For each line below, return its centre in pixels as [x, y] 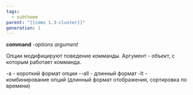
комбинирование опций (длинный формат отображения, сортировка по [96, 80]
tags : [13, 11]
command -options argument [42, 45]
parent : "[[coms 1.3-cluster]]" [46, 22]
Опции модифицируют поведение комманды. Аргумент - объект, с [91, 56]
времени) [18, 86]
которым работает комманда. [44, 62]
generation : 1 [24, 28]
